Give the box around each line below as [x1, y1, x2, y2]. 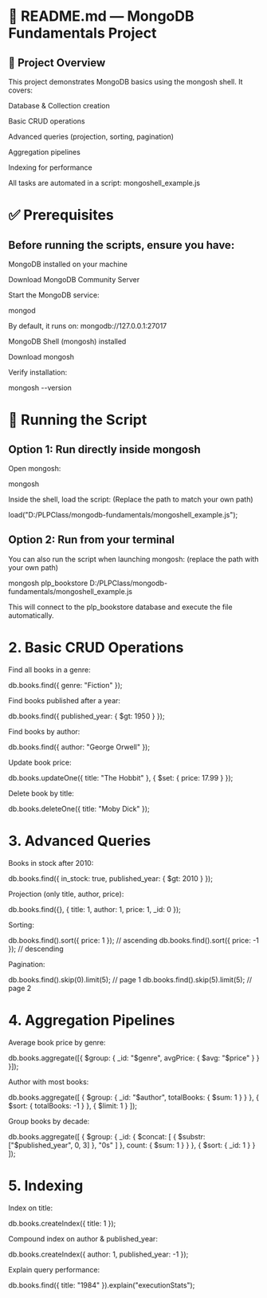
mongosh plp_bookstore [8, 578, 88, 588]
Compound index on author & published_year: [8, 1233, 158, 1243]
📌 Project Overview [8, 56, 106, 69]
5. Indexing [8, 1176, 84, 1194]
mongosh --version [8, 383, 72, 392]
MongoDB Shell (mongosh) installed [8, 336, 127, 346]
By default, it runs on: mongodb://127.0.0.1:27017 [8, 321, 167, 330]
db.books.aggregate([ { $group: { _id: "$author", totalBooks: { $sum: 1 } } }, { [8, 1092, 259, 1102]
